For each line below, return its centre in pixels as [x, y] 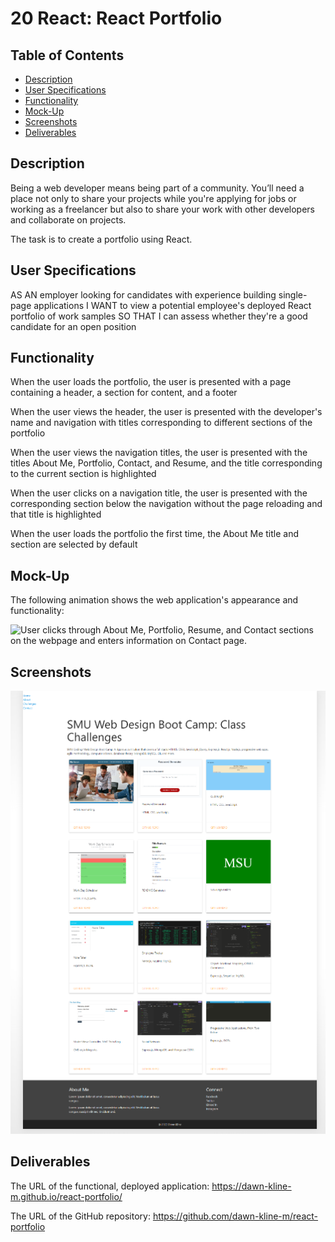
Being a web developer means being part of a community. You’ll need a [157, 188]
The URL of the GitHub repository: [80, 1216]
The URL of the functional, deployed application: [110, 1186]
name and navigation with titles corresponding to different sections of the [161, 423]
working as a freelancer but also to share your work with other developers [163, 209]
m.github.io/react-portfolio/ [66, 1196]
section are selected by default [74, 544]
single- [293, 294]
